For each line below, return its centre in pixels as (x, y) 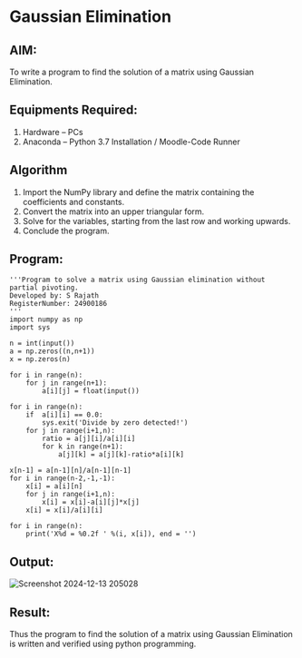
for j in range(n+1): (66, 383)
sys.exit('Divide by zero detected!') (115, 423)
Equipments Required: (73, 110)
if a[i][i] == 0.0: (64, 415)
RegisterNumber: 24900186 (58, 304)
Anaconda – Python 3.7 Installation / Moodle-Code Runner (131, 142)
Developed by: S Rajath (54, 296)
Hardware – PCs (53, 132)
